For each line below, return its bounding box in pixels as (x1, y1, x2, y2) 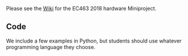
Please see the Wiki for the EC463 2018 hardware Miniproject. (6, 5, 157, 12)
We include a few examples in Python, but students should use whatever (6, 37, 182, 44)
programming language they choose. (6, 43, 96, 50)
